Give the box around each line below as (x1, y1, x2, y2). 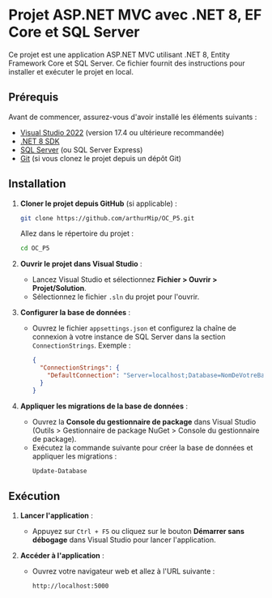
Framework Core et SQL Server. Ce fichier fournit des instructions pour (8, 58, 245, 68)
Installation (8, 177, 66, 191)
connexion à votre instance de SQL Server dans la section (32, 332, 226, 342)
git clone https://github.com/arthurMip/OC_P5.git (19, 214, 195, 222)
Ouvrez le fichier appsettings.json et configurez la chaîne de (32, 323, 236, 333)
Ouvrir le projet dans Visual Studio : (19, 259, 143, 269)
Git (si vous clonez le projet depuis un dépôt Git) (19, 153, 182, 163)
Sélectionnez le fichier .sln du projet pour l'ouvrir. (32, 292, 200, 301)
